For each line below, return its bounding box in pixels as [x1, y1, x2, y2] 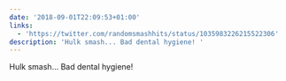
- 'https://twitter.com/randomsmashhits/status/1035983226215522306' [17, 29, 279, 38]
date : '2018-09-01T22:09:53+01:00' [9, 12, 141, 22]
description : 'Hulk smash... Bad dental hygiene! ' [9, 37, 204, 47]
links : [9, 21, 34, 30]
